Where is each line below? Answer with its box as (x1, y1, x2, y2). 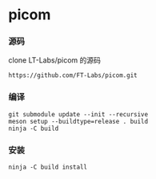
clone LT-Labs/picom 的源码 (8, 55, 102, 65)
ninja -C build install (8, 163, 88, 172)
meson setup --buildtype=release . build (8, 117, 149, 125)
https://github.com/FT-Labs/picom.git (8, 71, 138, 79)
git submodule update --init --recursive (8, 110, 149, 118)
